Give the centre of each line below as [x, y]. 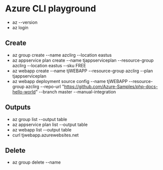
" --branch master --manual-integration [76, 91]
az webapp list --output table [42, 129]
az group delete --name [36, 162]
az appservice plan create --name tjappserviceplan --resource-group [83, 60]
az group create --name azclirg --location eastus [62, 55]
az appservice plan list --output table [50, 125]
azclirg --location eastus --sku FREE [49, 65]
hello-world [24, 91]
